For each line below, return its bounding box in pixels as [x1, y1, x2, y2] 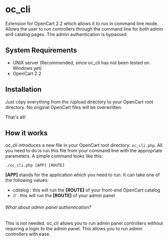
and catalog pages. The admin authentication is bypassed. [5, 31, 128, 37]
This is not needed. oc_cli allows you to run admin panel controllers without [5, 220, 163, 226]
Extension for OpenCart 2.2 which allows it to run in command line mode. [5, 20, 159, 26]
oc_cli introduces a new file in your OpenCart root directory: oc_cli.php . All [5, 142, 163, 148]
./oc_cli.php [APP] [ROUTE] [5, 163, 65, 168]
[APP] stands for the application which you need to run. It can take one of [5, 172, 160, 178]
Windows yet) [12, 65, 42, 71]
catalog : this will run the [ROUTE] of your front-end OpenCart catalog [12, 187, 160, 193]
